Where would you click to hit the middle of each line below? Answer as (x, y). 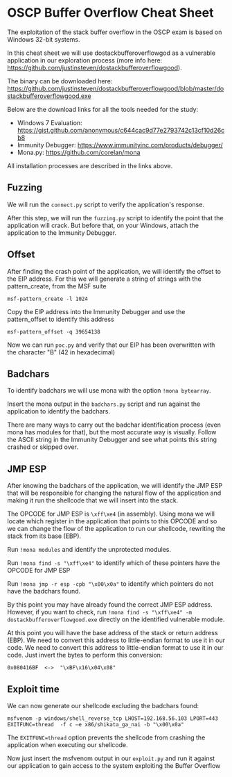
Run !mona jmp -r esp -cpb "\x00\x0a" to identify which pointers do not (110, 584)
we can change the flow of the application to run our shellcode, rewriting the (116, 529)
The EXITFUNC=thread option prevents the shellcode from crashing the (106, 737)
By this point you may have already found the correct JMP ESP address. (110, 605)
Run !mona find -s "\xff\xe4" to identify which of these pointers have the (114, 563)
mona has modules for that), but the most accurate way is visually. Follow (112, 432)
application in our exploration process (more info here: (85, 60)
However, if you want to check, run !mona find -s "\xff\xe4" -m (100, 612)
